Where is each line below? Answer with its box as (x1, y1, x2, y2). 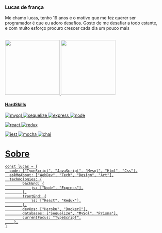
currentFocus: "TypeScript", (22, 215, 81, 220)
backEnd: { (22, 181, 45, 186)
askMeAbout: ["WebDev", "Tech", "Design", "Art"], (9, 173, 114, 178)
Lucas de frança (5, 4, 44, 11)
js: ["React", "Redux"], (31, 198, 81, 203)
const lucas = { (5, 164, 38, 169)
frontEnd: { (22, 194, 47, 199)
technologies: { (9, 177, 42, 182)
